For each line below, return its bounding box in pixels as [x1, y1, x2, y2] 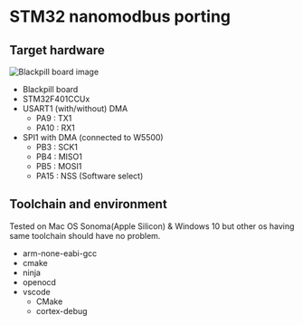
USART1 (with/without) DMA [22, 103, 128, 114]
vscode [22, 286, 52, 297]
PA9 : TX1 [35, 113, 72, 123]
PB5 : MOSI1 [35, 161, 82, 171]
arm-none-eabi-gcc [22, 247, 98, 259]
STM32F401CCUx [22, 93, 90, 104]
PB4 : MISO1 [35, 151, 83, 162]
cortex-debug [35, 305, 88, 316]
